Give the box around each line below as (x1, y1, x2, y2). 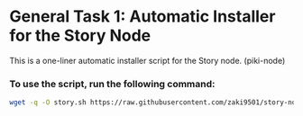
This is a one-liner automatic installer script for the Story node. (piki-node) (9, 55, 286, 66)
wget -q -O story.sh (9, 98, 87, 107)
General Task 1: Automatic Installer (9, 6, 276, 27)
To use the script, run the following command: (9, 77, 216, 90)
